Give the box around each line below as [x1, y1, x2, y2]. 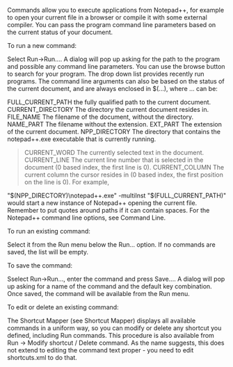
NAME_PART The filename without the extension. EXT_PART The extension [7, 120, 223, 128]
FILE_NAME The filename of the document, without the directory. [7, 113, 194, 121]
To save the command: [7, 261, 73, 270]
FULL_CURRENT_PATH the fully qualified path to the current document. [7, 98, 211, 106]
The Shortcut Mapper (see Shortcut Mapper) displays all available [7, 316, 196, 325]
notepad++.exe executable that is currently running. [7, 135, 156, 143]
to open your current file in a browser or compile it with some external [7, 13, 207, 22]
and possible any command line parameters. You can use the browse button [7, 63, 225, 70]
